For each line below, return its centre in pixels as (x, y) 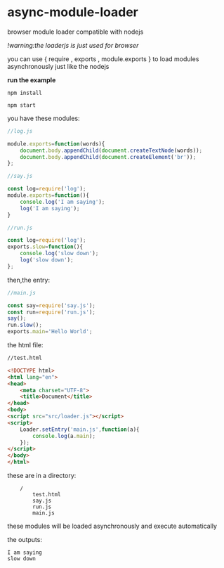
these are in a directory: (42, 476)
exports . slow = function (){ (45, 247)
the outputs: (25, 540)
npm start (22, 105)
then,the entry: (29, 280)
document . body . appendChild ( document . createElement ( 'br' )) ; (108, 157)
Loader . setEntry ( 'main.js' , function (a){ (80, 430)
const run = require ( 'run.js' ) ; (52, 312)
